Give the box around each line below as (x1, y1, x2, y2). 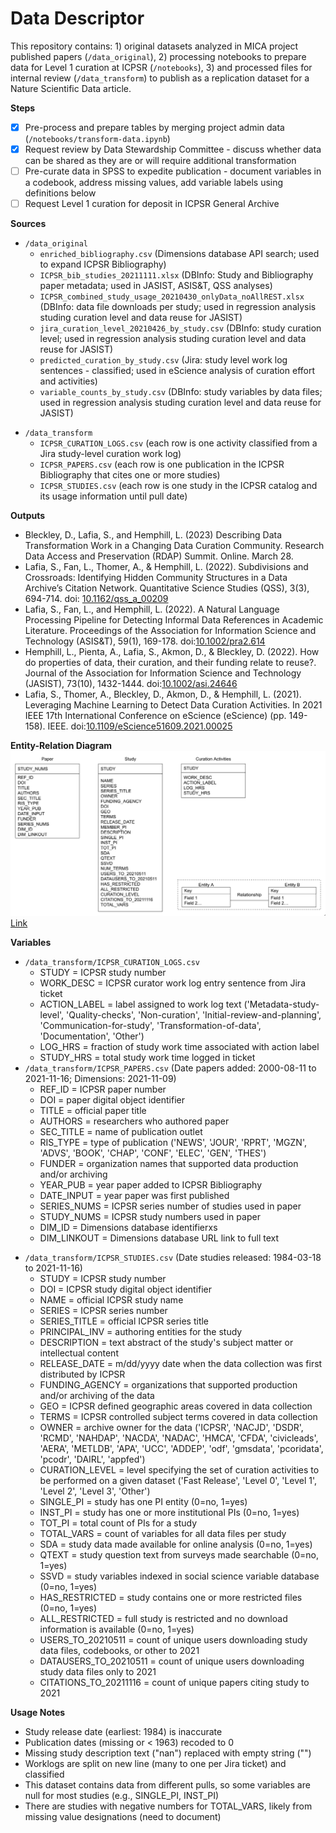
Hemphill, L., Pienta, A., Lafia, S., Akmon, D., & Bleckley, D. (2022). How (24, 646, 320, 658)
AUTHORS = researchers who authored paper (39, 1115, 230, 1127)
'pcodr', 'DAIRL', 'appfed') (39, 1453, 146, 1466)
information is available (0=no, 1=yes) (39, 1623, 195, 1636)
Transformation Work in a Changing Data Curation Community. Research (24, 540, 325, 552)
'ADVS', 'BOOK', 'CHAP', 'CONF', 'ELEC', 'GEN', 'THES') (39, 1147, 267, 1159)
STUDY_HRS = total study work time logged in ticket (39, 1052, 256, 1064)
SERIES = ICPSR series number (39, 1305, 168, 1317)
